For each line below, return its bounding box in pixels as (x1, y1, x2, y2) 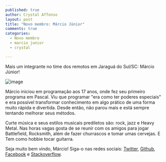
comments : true (5, 26, 37, 31)
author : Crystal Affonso (5, 12, 58, 17)
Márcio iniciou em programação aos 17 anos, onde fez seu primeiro (5, 88, 146, 94)
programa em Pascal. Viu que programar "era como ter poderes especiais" (5, 94, 161, 100)
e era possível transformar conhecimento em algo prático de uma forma (5, 99, 155, 105)
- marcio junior (10, 40, 44, 46)
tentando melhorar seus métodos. (5, 110, 76, 116)
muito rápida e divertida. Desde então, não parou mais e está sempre (5, 104, 149, 110)
